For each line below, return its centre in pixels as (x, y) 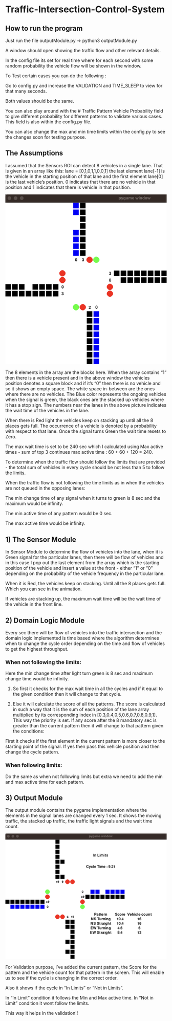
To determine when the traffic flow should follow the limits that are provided (85, 462)
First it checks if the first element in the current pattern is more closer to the (85, 741)
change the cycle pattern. (33, 752)
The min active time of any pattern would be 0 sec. (59, 514)
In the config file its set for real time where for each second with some (79, 60)
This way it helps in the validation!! (42, 1013)
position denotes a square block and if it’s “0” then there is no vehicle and (83, 383)
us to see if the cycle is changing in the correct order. (61, 978)
